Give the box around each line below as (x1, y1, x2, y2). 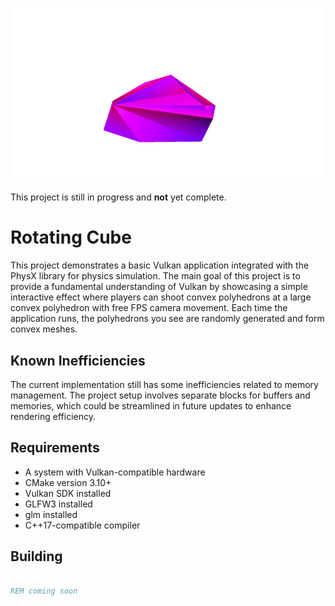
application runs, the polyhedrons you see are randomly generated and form (10, 313, 325, 325)
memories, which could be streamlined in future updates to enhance (10, 399, 292, 412)
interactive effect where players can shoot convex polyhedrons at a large (10, 291, 312, 303)
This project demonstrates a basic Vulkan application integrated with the (10, 259, 310, 272)
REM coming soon (10, 586, 78, 597)
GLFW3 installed (24, 498, 93, 510)
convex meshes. (10, 323, 78, 335)
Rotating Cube (10, 226, 132, 249)
